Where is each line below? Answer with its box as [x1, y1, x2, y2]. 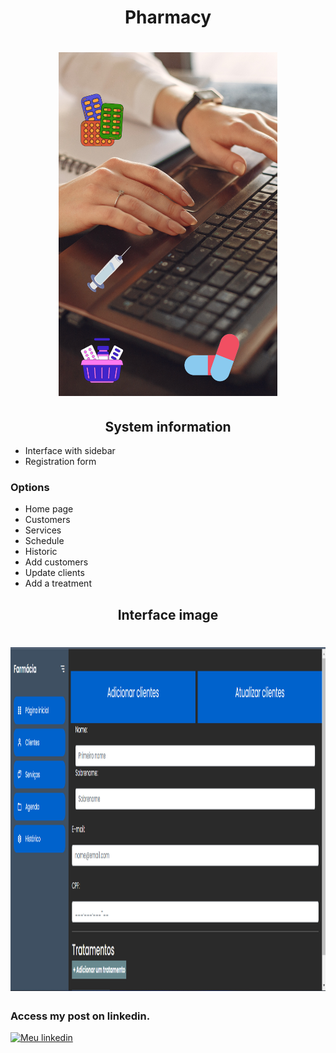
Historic [24, 546, 58, 558]
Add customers [24, 556, 89, 568]
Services [24, 524, 62, 536]
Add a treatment [24, 577, 92, 590]
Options [10, 481, 50, 495]
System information [104, 418, 232, 435]
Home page [24, 503, 74, 515]
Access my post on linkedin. [10, 1009, 151, 1023]
